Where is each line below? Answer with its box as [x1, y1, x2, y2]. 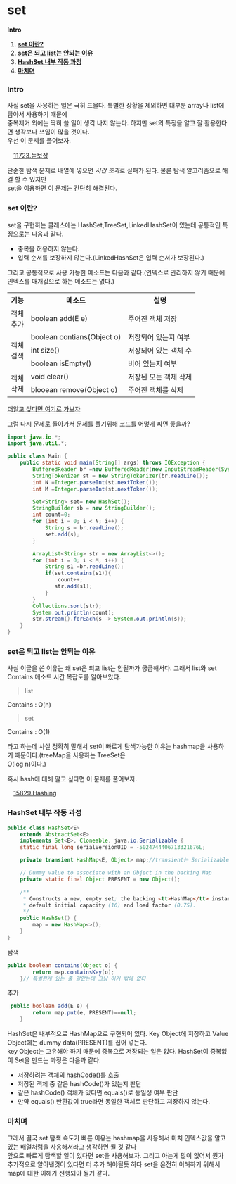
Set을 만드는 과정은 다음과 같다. [14, 1056, 101, 1064]
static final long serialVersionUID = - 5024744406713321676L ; [20, 844, 206, 851]
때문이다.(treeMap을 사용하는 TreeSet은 [14, 751, 126, 760]
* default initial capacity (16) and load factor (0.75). [22, 902, 197, 909]
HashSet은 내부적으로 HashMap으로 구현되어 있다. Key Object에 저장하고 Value [7, 1030, 229, 1038]
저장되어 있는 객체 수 [127, 346, 192, 355]
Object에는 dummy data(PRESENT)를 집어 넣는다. [7, 1038, 147, 1047]
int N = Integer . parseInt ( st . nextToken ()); [32, 479, 159, 486]
